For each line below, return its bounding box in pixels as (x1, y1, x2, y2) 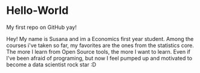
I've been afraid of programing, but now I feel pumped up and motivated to (6, 54, 192, 62)
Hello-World (6, 4, 69, 17)
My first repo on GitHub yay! (6, 24, 77, 31)
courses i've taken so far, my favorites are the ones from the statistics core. (6, 42, 195, 49)
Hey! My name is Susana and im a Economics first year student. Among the (6, 35, 194, 42)
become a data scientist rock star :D (6, 61, 97, 68)
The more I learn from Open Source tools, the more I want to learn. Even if (6, 48, 190, 55)
